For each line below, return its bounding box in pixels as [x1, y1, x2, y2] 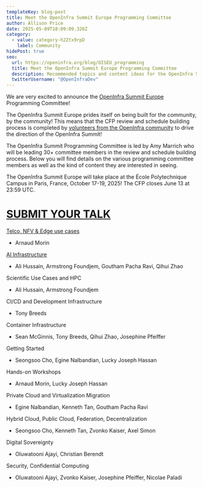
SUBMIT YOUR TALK [6, 207, 111, 221]
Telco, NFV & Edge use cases [6, 228, 80, 235]
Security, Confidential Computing [6, 462, 89, 469]
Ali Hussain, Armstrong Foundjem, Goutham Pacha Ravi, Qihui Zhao [14, 263, 183, 270]
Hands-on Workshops [6, 368, 62, 376]
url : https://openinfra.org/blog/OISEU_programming [11, 59, 145, 65]
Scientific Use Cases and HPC [6, 274, 82, 282]
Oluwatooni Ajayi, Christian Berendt [14, 451, 104, 458]
